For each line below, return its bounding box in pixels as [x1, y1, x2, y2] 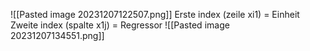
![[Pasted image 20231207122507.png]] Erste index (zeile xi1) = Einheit [10, 9, 300, 20]
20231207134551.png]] [10, 30, 105, 41]
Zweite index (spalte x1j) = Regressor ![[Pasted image [10, 19, 230, 31]
